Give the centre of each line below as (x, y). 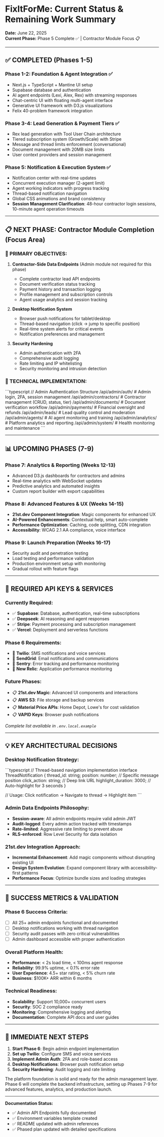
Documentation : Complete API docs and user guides (66, 1017)
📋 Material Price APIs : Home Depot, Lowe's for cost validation (76, 707)
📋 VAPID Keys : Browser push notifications (55, 714)
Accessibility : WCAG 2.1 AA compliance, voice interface (69, 530)
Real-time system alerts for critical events (61, 329)
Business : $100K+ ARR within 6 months (52, 978)
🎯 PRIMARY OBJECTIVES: (36, 253)
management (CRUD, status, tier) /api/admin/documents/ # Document (75, 402)
